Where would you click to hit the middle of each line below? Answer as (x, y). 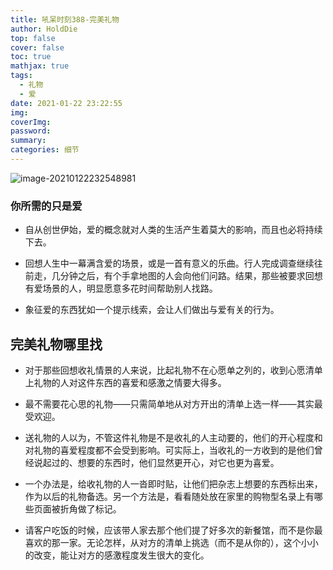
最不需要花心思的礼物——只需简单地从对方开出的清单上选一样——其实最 (173, 403)
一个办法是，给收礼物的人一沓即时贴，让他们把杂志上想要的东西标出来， (173, 483)
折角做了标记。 (90, 508)
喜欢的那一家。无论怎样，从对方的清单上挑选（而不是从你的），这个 (163, 542)
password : (31, 131)
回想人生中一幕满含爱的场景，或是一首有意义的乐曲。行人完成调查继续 (169, 263)
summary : (28, 141)
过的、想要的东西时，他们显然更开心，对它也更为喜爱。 (165, 462)
